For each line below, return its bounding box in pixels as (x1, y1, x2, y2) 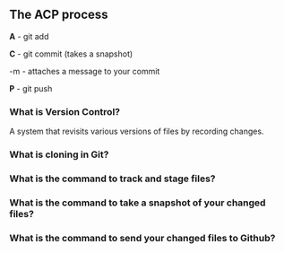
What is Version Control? (9, 105, 121, 118)
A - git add (9, 31, 49, 41)
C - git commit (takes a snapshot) (9, 48, 133, 59)
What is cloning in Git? (9, 148, 109, 161)
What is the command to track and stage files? (9, 172, 216, 185)
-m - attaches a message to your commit (9, 65, 160, 76)
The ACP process (9, 7, 109, 22)
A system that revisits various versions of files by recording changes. (9, 126, 264, 137)
